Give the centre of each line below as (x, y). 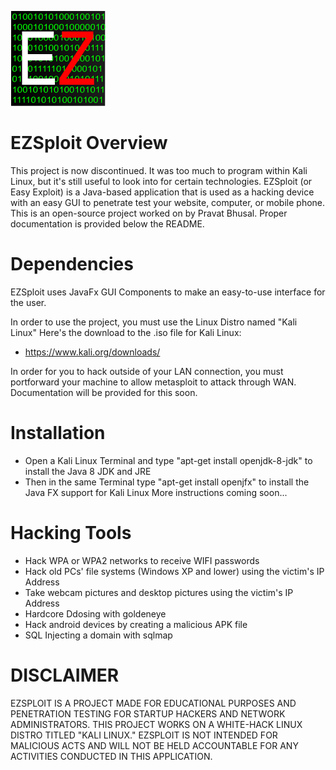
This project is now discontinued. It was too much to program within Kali (159, 170)
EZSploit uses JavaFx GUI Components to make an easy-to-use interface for (168, 292)
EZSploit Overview (89, 143)
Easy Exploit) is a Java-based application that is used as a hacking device (162, 192)
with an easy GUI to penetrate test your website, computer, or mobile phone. (168, 202)
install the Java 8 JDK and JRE (88, 471)
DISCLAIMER (65, 675)
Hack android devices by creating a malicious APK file (136, 624)
